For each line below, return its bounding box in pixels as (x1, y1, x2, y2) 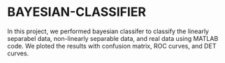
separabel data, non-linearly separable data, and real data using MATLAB (7, 34, 219, 42)
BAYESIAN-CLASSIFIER (7, 4, 147, 20)
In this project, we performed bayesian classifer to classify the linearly (7, 27, 210, 35)
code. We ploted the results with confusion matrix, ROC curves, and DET (7, 42, 217, 50)
